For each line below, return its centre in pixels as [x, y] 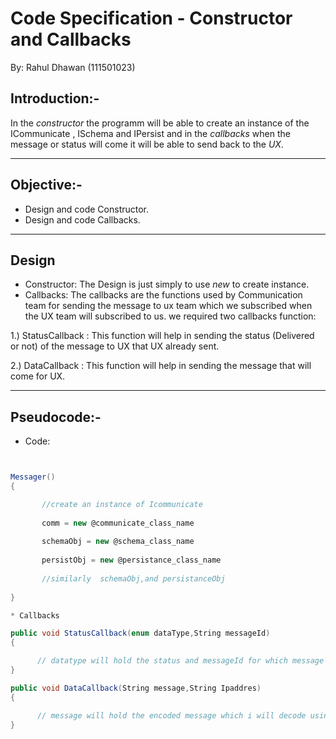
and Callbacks [71, 39]
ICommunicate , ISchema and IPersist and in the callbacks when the [150, 133]
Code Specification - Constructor [151, 18]
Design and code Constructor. [87, 209]
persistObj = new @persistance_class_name [131, 560]
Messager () [33, 477]
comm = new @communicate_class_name [118, 523]
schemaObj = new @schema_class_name [118, 542]
